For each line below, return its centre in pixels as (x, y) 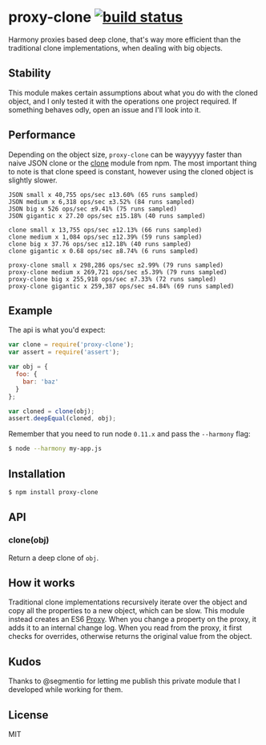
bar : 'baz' (41, 382)
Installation (37, 474)
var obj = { (28, 367)
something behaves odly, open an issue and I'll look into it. (105, 109)
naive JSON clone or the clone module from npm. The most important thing (133, 163)
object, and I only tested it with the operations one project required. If (123, 101)
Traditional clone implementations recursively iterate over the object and (128, 602)
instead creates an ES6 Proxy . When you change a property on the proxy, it (132, 620)
